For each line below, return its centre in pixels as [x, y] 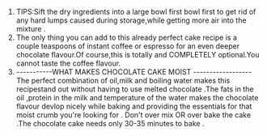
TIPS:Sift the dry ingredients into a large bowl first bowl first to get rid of [136, 12]
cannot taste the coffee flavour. [68, 63]
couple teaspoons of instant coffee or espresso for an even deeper [128, 46]
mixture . [31, 29]
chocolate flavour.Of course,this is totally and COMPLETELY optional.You [138, 55]
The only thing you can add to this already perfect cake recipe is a [126, 37]
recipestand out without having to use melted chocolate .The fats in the [135, 89]
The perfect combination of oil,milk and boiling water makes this [123, 81]
